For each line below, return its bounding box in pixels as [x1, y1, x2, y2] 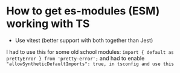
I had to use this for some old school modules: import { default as [6, 48, 174, 55]
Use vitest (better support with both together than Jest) [14, 36, 153, 44]
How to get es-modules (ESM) [6, 4, 160, 18]
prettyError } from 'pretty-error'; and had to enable [6, 54, 145, 62]
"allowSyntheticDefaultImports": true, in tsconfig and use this [6, 61, 174, 67]
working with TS [6, 17, 90, 31]
